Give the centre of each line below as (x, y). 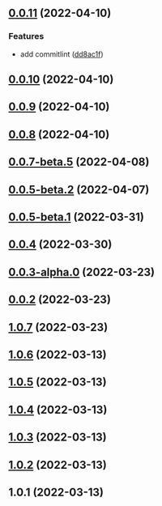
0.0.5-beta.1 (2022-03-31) (76, 217)
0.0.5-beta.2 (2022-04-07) (79, 189)
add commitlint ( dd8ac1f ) (62, 54)
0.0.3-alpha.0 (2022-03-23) (82, 272)
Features (26, 36)
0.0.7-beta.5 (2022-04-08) (79, 162)
